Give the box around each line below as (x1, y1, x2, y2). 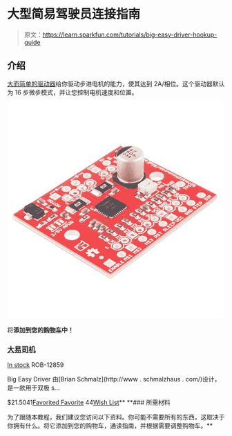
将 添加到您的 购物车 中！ (7, 326, 74, 334)
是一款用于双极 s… (7, 384, 60, 392)
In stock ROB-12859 (7, 361, 64, 369)
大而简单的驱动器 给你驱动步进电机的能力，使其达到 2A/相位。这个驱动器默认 (7, 79, 225, 88)
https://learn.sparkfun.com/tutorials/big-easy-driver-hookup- (42, 30, 217, 39)
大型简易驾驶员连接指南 (7, 6, 141, 22)
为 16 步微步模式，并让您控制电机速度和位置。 (7, 88, 138, 97)
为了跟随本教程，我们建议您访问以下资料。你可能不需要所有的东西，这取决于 (7, 413, 225, 422)
